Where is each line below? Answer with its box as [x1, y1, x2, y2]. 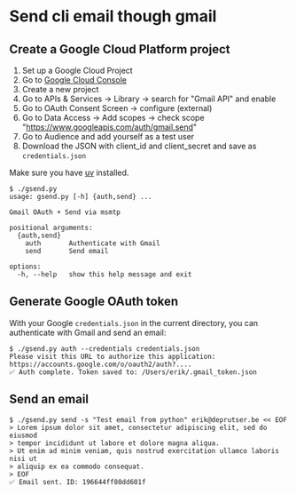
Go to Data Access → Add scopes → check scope [21, 113, 206, 123]
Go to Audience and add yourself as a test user [21, 131, 195, 141]
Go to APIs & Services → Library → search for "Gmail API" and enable [21, 93, 277, 104]
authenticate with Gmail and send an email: [9, 327, 167, 338]
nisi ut [9, 454, 38, 463]
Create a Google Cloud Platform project [9, 42, 230, 57]
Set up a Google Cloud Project [21, 65, 133, 76]
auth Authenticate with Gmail [25, 239, 161, 248]
